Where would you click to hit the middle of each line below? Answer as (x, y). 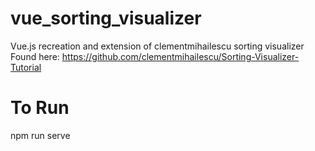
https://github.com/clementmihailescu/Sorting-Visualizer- (180, 56)
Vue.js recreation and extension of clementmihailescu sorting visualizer (157, 46)
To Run (40, 108)
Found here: (35, 56)
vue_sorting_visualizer (106, 18)
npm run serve (40, 135)
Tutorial (26, 67)
